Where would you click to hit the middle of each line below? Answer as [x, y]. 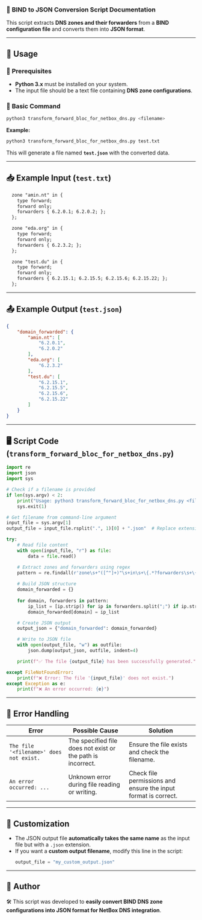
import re [19, 468]
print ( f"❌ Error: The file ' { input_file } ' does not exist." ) [96, 678]
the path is [83, 756]
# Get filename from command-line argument [62, 517]
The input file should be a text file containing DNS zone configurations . [104, 90]
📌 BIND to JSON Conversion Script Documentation [81, 10]
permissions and [152, 781]
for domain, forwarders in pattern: [63, 601]
